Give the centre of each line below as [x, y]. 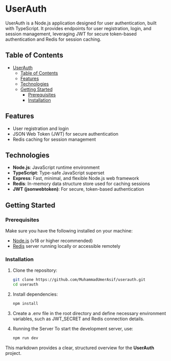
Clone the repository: [35, 270]
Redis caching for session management [54, 139]
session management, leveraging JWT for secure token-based [71, 34]
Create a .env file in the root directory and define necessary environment [89, 313]
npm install [25, 304]
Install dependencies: [35, 294]
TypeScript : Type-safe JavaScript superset [58, 173]
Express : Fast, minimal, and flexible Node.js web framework [76, 178]
